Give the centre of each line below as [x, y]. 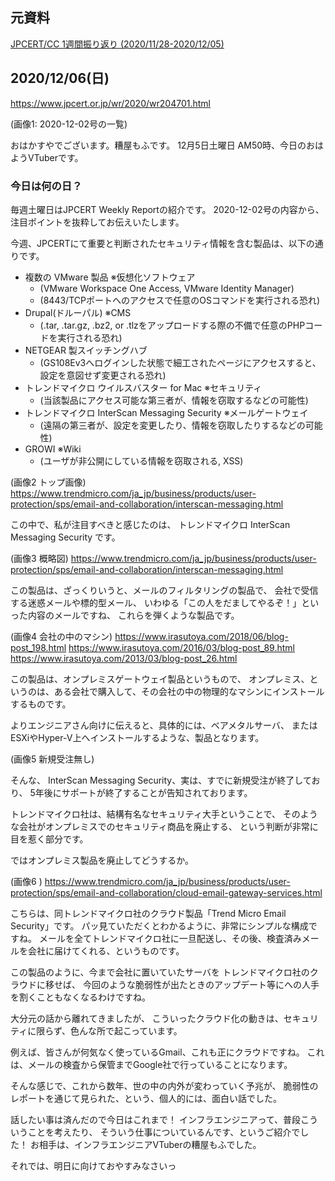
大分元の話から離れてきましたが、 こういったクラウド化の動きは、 [147, 1018]
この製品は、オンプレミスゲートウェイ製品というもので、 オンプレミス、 [160, 679]
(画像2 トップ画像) [48, 482]
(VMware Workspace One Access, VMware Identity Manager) [167, 288]
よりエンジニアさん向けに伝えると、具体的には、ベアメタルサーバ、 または [164, 725]
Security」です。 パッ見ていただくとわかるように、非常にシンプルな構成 [159, 925]
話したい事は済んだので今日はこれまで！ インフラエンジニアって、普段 [156, 1119]
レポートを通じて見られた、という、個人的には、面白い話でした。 [146, 1098]
